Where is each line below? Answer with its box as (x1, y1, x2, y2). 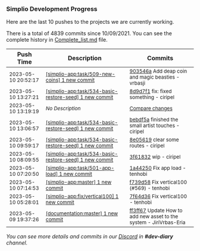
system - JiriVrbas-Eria (129, 219, 186, 226)
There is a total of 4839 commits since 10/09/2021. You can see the (6, 30, 173, 37)
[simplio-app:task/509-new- (45, 71, 115, 78)
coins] (45, 77, 61, 83)
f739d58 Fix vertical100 (129, 179, 187, 186)
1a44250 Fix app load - (129, 165, 186, 172)
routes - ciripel (129, 142, 165, 149)
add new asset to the (129, 213, 179, 220)
